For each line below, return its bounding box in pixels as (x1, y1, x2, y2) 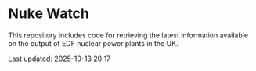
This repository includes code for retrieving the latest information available (8, 30, 249, 40)
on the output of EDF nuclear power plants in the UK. (8, 38, 178, 48)
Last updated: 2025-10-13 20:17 (8, 54, 111, 63)
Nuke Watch (8, 5, 90, 23)
